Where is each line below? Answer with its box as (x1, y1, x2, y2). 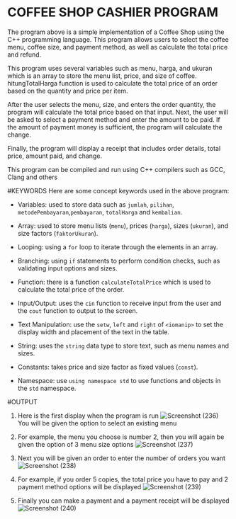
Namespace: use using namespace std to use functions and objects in (17, 376, 221, 384)
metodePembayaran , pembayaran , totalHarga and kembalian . (17, 207, 183, 216)
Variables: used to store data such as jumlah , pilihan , (17, 200, 175, 209)
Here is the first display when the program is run (17, 411, 159, 420)
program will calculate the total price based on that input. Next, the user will (7, 108, 229, 116)
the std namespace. (17, 384, 77, 392)
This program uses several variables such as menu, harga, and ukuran (7, 64, 213, 72)
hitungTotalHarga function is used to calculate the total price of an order (7, 79, 218, 87)
